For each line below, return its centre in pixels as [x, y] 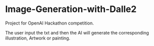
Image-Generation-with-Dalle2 [71, 9]
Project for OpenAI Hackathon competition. [49, 23]
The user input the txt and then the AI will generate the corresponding [77, 32]
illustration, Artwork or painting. [38, 38]
